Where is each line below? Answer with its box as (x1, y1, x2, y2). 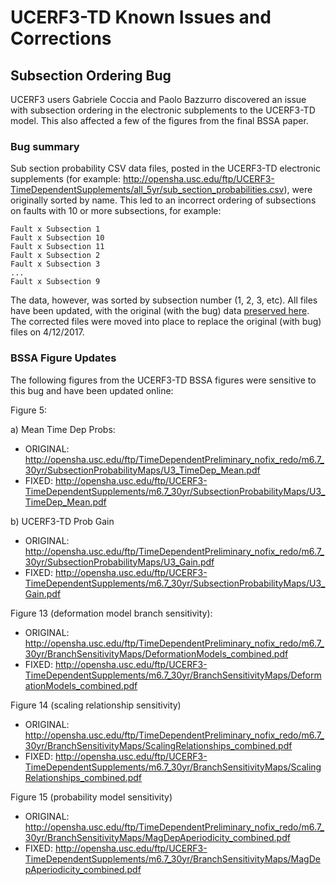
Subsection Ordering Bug (10, 67, 172, 84)
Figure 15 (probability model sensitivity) (10, 791, 173, 803)
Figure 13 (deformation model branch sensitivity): (10, 607, 213, 619)
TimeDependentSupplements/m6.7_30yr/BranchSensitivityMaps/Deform (24, 669, 322, 681)
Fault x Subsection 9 (10, 277, 101, 287)
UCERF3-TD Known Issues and (10, 6, 272, 29)
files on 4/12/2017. (10, 326, 85, 338)
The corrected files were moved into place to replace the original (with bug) (10, 316, 322, 328)
